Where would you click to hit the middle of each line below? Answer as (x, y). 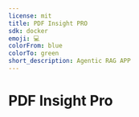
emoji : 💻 (24, 38)
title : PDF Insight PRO (48, 23)
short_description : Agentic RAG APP (69, 61)
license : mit (30, 16)
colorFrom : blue (35, 46)
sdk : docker (28, 31)
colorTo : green (34, 53)
